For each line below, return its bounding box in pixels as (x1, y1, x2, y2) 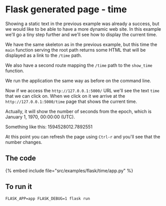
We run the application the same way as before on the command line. (5, 77, 152, 84)
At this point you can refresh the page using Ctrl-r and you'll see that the (5, 133, 160, 139)
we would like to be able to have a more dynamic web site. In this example (5, 26, 161, 32)
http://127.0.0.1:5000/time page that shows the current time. (5, 98, 137, 105)
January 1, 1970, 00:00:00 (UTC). (5, 114, 75, 120)
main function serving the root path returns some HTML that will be (5, 47, 146, 53)
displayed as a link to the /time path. (5, 52, 82, 58)
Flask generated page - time (5, 4, 127, 15)
